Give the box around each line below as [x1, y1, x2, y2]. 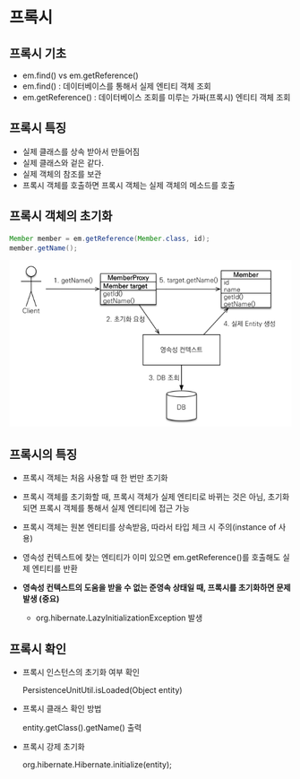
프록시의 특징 [9, 446, 78, 462]
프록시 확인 [9, 641, 67, 656]
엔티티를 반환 [31, 563, 78, 574]
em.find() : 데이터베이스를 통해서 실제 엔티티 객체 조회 [21, 81, 212, 91]
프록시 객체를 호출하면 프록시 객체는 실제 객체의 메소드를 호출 [21, 179, 236, 190]
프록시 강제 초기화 [21, 740, 85, 752]
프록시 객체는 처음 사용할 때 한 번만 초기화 [21, 472, 168, 483]
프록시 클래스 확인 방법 [21, 703, 102, 714]
